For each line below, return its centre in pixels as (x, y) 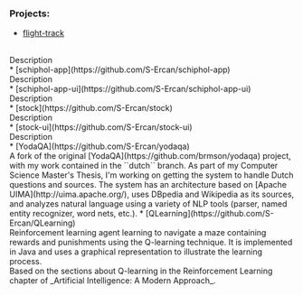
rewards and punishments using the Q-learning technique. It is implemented (151, 243)
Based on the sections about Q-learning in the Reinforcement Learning (141, 271)
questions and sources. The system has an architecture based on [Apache (148, 185)
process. (26, 262)
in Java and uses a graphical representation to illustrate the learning (136, 252)
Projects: (30, 14)
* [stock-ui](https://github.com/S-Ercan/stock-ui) (101, 127)
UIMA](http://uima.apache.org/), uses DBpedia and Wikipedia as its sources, (152, 194)
